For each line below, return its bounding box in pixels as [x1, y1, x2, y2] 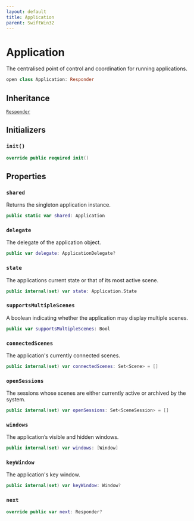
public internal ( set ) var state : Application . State [6, 288, 137, 294]
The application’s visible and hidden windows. [6, 433, 119, 441]
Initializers [6, 125, 46, 135]
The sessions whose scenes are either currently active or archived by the [6, 389, 186, 397]
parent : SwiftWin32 [6, 20, 55, 26]
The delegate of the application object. [6, 239, 101, 246]
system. [6, 396, 26, 403]
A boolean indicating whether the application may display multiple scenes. [6, 314, 189, 322]
